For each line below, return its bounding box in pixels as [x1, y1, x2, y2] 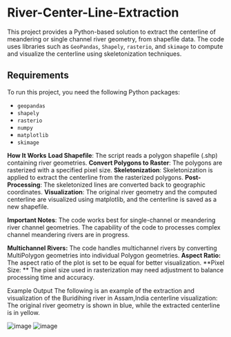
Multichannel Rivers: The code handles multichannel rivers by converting [7, 243, 217, 252]
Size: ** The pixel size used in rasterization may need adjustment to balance [7, 265, 224, 274]
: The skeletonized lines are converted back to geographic [40, 181, 205, 189]
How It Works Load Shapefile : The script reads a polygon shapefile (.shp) [7, 151, 219, 159]
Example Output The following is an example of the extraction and [7, 286, 195, 294]
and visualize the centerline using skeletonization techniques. [7, 50, 182, 58]
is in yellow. [7, 308, 40, 316]
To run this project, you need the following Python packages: [7, 88, 181, 96]
